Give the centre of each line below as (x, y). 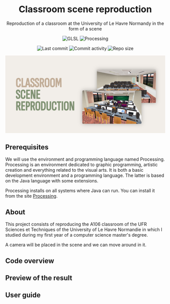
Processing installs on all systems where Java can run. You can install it (80, 191)
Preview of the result (39, 278)
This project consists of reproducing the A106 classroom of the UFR (76, 224)
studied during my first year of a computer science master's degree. (77, 235)
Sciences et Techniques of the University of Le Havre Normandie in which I (84, 230)
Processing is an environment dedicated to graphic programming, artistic (82, 165)
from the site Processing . (31, 196)
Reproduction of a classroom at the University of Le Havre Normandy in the (85, 23)
